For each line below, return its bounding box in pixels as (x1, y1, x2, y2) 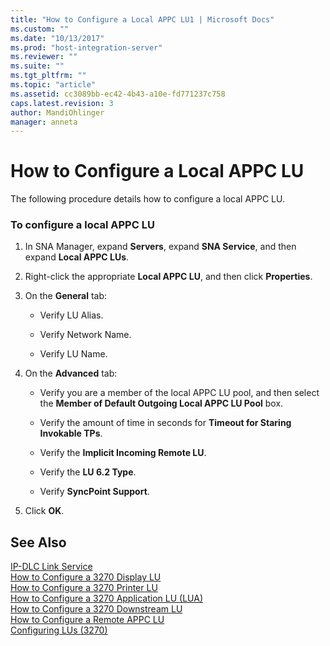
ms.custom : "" (10, 24, 70, 34)
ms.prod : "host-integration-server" (10, 42, 163, 53)
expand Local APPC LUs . (24, 251, 130, 263)
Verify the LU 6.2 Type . (39, 466, 137, 478)
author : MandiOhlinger (10, 107, 105, 118)
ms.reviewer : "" (10, 52, 78, 62)
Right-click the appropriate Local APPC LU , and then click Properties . (24, 271, 313, 283)
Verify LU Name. (39, 348, 108, 360)
